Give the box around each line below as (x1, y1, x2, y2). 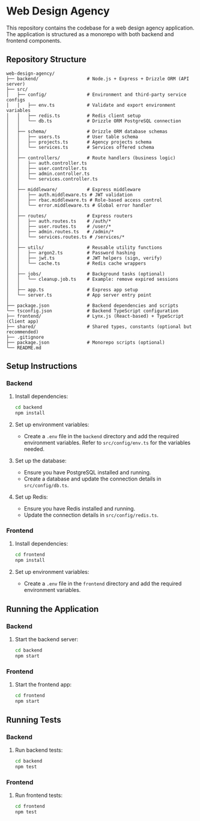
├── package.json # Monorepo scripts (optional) (6, 339, 165, 345)
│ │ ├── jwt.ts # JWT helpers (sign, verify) (6, 255, 163, 261)
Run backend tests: (14, 746, 63, 754)
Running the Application (6, 604, 99, 614)
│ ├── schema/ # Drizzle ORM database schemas (6, 128, 168, 134)
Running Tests (6, 715, 61, 725)
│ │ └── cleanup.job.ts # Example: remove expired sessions (6, 276, 179, 282)
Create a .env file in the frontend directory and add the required (23, 580, 182, 587)
